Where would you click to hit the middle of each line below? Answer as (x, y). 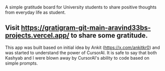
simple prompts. (21, 63)
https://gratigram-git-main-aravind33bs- (86, 28)
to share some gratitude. (109, 36)
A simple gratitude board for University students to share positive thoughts (81, 7)
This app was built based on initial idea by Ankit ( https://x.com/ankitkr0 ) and (82, 47)
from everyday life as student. (35, 12)
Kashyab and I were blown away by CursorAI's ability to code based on (77, 58)
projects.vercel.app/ (37, 36)
